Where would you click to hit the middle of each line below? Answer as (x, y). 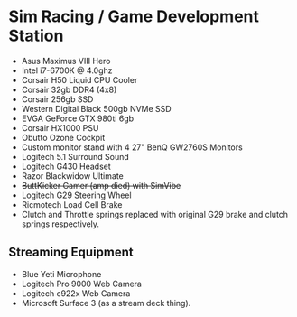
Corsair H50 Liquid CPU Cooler (79, 79)
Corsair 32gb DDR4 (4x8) (69, 89)
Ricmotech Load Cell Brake (72, 204)
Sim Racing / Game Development (134, 17)
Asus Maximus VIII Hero (66, 61)
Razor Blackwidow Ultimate (72, 176)
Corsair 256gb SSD (57, 99)
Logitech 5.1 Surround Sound (75, 156)
